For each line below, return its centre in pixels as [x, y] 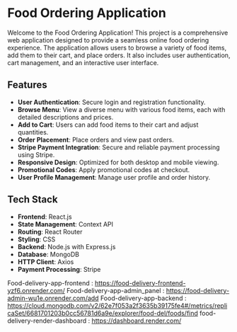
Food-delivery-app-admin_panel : [115, 290]
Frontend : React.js [45, 217]
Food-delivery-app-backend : [143, 298]
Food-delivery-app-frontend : [50, 283]
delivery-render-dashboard [47, 321]
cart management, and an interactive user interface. [83, 62]
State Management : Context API [65, 224]
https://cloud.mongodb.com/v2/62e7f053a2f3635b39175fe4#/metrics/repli [117, 305]
